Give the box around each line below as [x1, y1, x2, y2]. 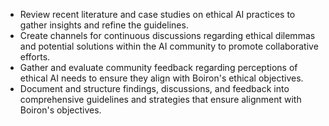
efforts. [19, 51, 51, 63]
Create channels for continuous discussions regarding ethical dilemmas [19, 30, 316, 41]
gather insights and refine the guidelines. [19, 19, 189, 31]
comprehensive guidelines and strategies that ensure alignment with [19, 94, 302, 105]
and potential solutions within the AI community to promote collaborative [19, 40, 319, 52]
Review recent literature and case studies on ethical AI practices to [19, 9, 296, 20]
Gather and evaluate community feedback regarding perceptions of [19, 62, 298, 73]
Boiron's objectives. [19, 104, 102, 116]
